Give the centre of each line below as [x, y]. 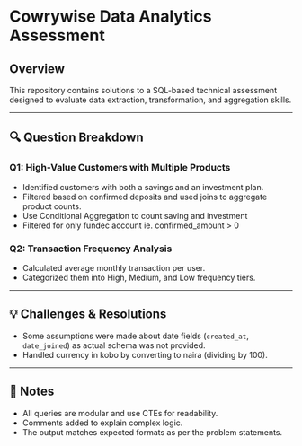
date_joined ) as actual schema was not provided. [114, 345]
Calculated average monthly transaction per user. [114, 267]
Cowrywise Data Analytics [111, 17]
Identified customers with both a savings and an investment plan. [143, 187]
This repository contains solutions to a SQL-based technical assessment [143, 90]
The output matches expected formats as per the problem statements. [152, 432]
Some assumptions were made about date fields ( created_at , [135, 336]
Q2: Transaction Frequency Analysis [91, 249]
